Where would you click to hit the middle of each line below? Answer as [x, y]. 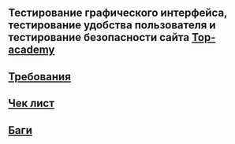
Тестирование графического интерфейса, [117, 13]
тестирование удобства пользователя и [112, 26]
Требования [39, 77]
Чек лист [32, 103]
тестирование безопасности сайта [99, 37]
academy [32, 50]
